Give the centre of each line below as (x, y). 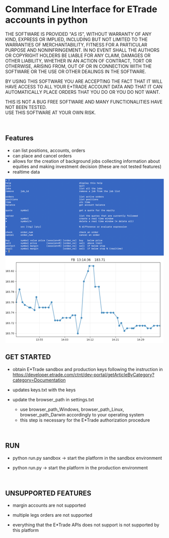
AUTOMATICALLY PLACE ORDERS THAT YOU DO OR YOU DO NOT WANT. (83, 92)
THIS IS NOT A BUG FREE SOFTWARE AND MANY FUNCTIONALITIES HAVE (84, 101)
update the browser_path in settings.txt (53, 399)
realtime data (26, 172)
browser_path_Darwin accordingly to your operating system (82, 414)
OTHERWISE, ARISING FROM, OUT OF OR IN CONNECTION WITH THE (78, 66)
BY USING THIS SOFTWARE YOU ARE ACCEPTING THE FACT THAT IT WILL (84, 81)
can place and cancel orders (42, 155)
